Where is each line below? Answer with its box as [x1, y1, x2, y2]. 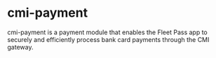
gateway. [7, 43, 34, 51]
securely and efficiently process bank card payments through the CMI [7, 35, 210, 43]
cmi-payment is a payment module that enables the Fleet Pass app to [7, 28, 208, 36]
